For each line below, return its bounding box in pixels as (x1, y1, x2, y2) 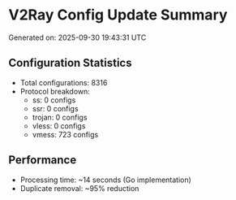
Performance (8, 153, 77, 167)
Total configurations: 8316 (19, 77, 108, 87)
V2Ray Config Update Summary (8, 6, 228, 24)
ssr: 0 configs (32, 103, 79, 113)
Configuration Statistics (8, 56, 132, 70)
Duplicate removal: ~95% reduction (19, 183, 139, 193)
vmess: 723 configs (32, 129, 99, 139)
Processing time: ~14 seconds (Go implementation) (19, 175, 192, 185)
